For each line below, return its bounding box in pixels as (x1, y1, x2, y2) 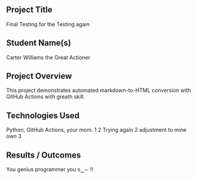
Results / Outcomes (6, 150, 81, 160)
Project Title (6, 5, 53, 15)
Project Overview (6, 71, 72, 81)
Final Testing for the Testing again (6, 20, 90, 27)
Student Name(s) (6, 38, 72, 48)
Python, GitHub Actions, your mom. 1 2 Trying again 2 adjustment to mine (6, 126, 187, 134)
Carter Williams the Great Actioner (6, 54, 91, 61)
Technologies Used (6, 110, 79, 121)
